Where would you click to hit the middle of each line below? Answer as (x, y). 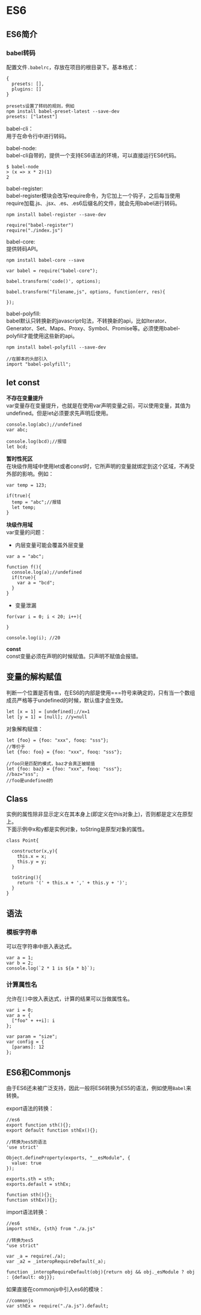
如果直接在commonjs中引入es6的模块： (55, 1289)
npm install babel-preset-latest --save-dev (63, 111)
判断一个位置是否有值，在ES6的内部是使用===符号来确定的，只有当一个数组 (101, 692)
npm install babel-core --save (45, 260)
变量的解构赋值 (34, 677)
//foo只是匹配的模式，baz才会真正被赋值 (51, 763)
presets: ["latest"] (32, 116)
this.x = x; (32, 857)
